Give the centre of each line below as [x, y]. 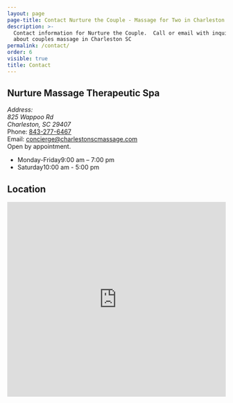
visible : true [28, 59]
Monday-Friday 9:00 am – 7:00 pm [66, 160]
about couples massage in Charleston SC [72, 39]
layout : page [26, 14]
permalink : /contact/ [38, 46]
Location [27, 189]
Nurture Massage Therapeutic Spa [84, 93]
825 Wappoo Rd [31, 117]
